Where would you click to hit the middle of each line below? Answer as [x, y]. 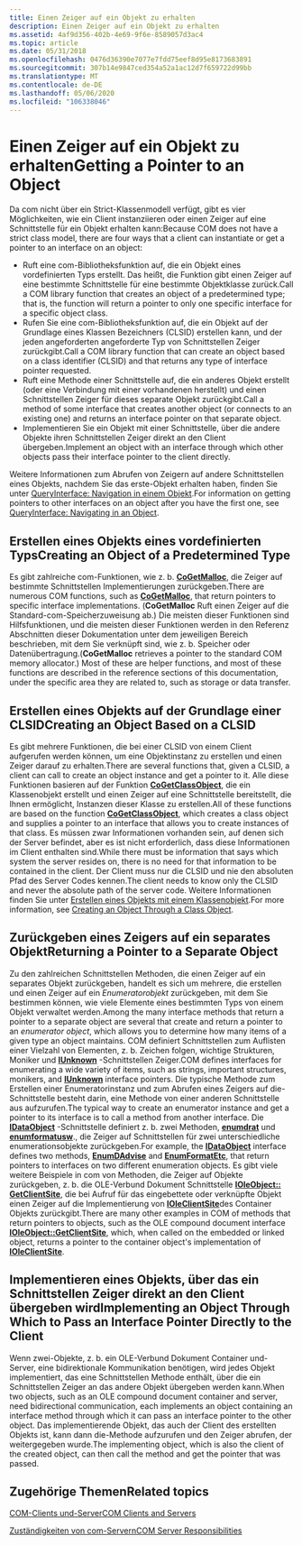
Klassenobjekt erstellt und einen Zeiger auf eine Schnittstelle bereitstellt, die [151, 794]
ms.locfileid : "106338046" [60, 101]
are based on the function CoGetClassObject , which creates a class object [149, 814]
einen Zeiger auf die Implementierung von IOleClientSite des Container [141, 1203]
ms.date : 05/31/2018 [48, 51]
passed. [24, 1463]
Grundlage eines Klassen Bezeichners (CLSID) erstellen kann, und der [152, 332]
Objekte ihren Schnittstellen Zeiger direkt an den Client [124, 437]
